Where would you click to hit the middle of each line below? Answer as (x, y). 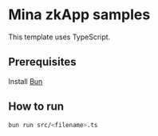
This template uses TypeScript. (59, 37)
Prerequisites (42, 62)
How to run (36, 107)
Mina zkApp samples (79, 15)
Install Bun (26, 81)
